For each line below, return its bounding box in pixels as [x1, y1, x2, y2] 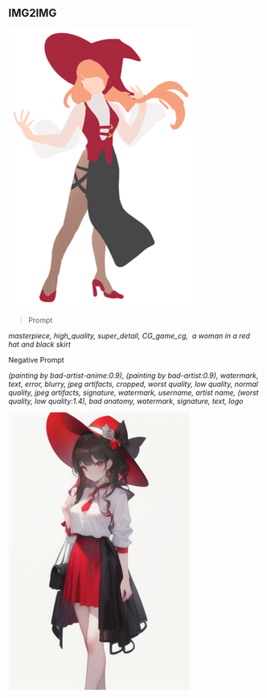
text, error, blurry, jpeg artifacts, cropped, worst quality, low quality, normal [8, 379, 259, 388]
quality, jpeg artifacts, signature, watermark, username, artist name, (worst [8, 388, 259, 397]
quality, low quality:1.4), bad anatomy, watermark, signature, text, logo [8, 396, 244, 405]
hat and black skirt [8, 339, 71, 349]
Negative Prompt [8, 355, 64, 364]
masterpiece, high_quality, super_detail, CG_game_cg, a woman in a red [8, 331, 251, 340]
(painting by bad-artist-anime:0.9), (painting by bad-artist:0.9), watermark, [8, 370, 259, 380]
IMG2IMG [8, 6, 57, 20]
